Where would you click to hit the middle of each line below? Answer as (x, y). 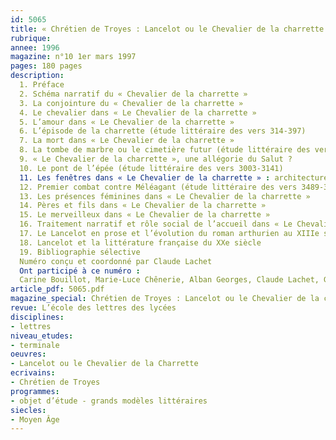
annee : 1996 (35, 47)
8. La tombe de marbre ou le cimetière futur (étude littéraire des (165, 150)
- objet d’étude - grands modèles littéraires (109, 401)
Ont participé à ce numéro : (80, 271)
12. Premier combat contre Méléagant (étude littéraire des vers (158, 187)
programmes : (35, 391)
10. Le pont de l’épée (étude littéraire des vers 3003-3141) (151, 168)
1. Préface (42, 85)
